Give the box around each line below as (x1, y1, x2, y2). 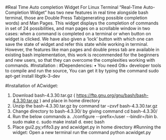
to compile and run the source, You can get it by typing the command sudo (5, 68, 159, 74)
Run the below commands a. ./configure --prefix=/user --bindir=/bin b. (12, 114, 159, 119)
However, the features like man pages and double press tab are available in (5, 47, 160, 52)
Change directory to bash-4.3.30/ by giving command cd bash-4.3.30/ (12, 108, 158, 114)
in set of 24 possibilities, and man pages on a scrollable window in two (5, 25, 151, 31)
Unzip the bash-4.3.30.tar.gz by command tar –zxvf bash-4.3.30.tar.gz (12, 103, 158, 109)
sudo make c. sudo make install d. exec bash (12, 119, 105, 125)
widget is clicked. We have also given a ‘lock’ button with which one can (5, 36, 154, 42)
